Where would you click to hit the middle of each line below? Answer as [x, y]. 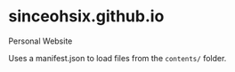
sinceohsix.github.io [86, 16]
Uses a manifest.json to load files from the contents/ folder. [117, 58]
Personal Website [41, 41]
